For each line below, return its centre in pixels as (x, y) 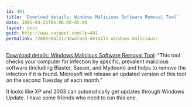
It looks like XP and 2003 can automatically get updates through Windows (95, 92)
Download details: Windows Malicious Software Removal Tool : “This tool (93, 55)
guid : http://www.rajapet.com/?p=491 (52, 33)
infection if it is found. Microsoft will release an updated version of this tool (96, 74)
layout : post (22, 28)
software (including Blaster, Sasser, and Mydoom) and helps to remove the (96, 68)
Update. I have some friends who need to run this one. (72, 98)
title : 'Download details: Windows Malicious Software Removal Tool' (93, 17)
